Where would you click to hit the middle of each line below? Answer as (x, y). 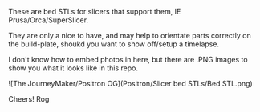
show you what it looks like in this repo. (73, 68)
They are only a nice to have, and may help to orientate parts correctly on (130, 36)
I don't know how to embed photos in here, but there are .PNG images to (128, 60)
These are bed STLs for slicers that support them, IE (95, 12)
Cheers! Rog (29, 99)
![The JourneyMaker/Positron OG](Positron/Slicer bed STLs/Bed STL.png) (130, 84)
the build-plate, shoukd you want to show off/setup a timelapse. (114, 44)
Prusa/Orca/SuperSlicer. (49, 20)
